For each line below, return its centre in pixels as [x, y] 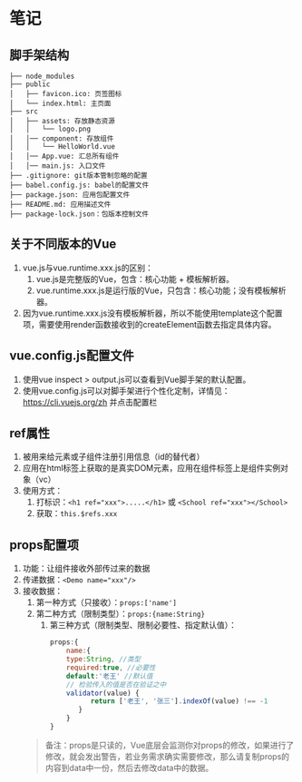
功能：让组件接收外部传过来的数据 [86, 569]
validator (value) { [103, 693]
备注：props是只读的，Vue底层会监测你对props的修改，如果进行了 [170, 745]
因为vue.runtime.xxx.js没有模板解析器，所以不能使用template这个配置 [152, 313]
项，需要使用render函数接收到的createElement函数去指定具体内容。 [149, 324]
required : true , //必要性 [111, 668]
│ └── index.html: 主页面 [60, 103]
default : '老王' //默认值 [110, 676]
